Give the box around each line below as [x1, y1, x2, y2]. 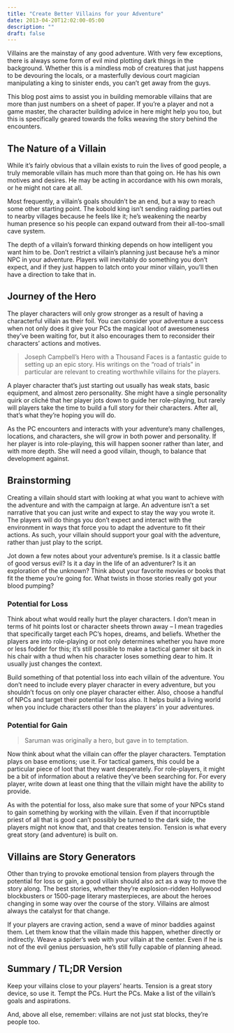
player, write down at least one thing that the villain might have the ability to [7, 780, 224, 788]
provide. [7, 787, 31, 796]
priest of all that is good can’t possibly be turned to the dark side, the [7, 816, 206, 824]
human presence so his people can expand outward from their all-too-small [7, 220, 225, 228]
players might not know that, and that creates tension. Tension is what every [7, 823, 227, 832]
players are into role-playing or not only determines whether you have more [7, 637, 225, 645]
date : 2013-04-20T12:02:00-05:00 [7, 17, 105, 24]
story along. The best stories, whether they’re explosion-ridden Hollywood [7, 884, 221, 893]
